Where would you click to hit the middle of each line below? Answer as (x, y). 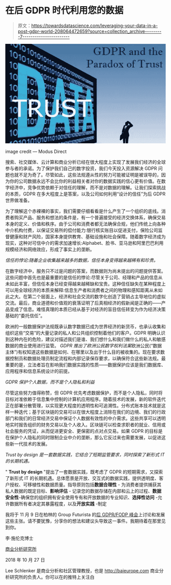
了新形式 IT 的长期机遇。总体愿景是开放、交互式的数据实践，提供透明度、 (82, 478)
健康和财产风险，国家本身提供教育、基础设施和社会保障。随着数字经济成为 (88, 236)
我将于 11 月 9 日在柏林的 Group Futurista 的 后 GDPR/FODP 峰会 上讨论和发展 (85, 514)
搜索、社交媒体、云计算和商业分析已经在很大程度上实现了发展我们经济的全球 (85, 162)
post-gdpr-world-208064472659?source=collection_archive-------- (90, 31)
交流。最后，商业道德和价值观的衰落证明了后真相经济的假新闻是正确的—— (83, 303)
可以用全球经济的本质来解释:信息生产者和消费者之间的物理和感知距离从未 (82, 290)
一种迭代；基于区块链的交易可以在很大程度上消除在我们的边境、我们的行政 (88, 412)
